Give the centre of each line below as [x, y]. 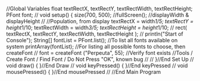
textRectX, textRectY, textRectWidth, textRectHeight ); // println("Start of [95, 34]
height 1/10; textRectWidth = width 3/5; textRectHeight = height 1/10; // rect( [97, 27]
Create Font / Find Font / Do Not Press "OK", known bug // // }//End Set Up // [100, 59]
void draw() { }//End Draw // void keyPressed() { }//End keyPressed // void [97, 66]
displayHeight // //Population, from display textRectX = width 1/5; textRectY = [100, 21]
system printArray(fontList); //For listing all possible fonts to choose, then [96, 46]
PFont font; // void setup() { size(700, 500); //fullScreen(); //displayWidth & [98, 15]
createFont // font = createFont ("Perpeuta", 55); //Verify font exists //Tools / [100, 53]
